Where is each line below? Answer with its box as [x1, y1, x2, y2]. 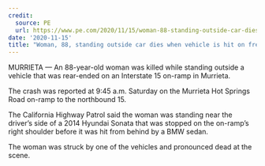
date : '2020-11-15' [8, 33, 73, 42]
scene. [8, 151, 31, 160]
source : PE [15, 19, 51, 27]
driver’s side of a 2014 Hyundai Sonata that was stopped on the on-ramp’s [8, 119, 250, 128]
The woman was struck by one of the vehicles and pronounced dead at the [8, 142, 252, 152]
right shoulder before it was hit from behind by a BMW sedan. [8, 127, 209, 137]
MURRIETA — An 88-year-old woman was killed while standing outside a [8, 62, 244, 72]
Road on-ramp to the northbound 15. [8, 95, 127, 104]
